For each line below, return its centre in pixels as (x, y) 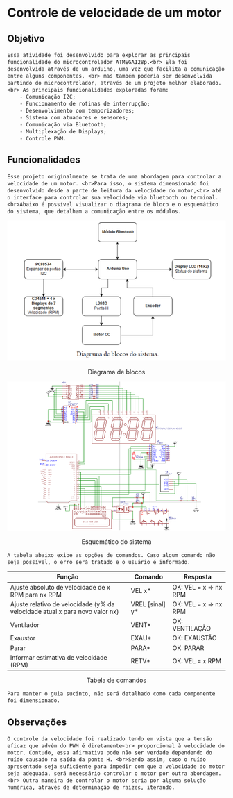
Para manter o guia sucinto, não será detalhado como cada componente (111, 694)
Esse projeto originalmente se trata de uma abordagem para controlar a (114, 176)
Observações (37, 722)
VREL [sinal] (148, 604)
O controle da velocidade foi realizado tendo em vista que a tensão (110, 739)
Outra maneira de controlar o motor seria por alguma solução (114, 781)
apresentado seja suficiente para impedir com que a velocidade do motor (116, 767)
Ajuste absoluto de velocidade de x (60, 587)
